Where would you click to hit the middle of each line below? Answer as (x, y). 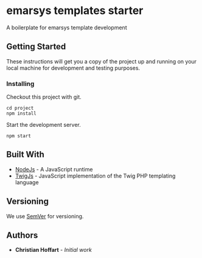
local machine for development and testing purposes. (73, 68)
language (27, 182)
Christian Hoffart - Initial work (54, 250)
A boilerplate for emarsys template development (67, 27)
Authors (22, 235)
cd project (20, 108)
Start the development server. (44, 125)
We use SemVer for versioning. (45, 216)
